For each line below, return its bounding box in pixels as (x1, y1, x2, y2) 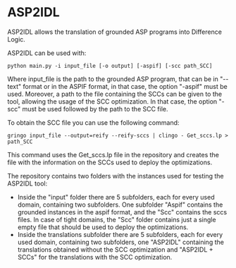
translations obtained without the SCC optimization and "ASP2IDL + (17, 245, 213, 254)
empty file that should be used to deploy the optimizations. (17, 223, 189, 231)
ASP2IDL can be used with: (7, 49, 87, 57)
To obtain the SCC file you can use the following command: (7, 118, 180, 127)
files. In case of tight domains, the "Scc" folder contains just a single (17, 215, 216, 224)
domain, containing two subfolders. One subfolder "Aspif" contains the (17, 200, 223, 209)
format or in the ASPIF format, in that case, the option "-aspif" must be (23, 82, 228, 90)
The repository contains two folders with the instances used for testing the (7, 171, 224, 180)
